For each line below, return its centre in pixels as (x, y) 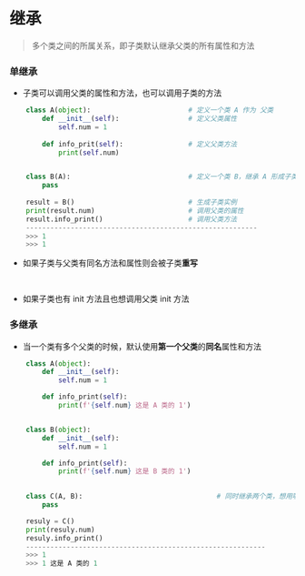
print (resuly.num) (60, 530)
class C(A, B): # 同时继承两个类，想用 (159, 497)
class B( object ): (59, 429)
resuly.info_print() (64, 538)
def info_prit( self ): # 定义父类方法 (140, 144)
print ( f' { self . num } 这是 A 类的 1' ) (124, 406)
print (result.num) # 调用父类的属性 (135, 210)
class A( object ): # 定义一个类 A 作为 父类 (150, 110)
